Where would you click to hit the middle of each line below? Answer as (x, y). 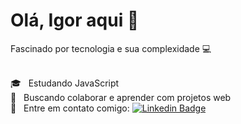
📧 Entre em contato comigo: (70, 108)
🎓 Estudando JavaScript (65, 83)
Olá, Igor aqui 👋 (75, 20)
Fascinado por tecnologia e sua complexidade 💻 (111, 48)
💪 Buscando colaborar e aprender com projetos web (121, 97)
